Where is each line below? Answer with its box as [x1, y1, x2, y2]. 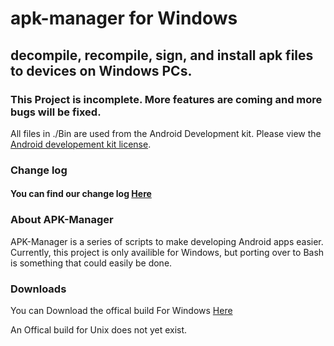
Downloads [10, 282, 67, 296]
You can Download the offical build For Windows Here [10, 304, 233, 316]
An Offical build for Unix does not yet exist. [10, 323, 188, 336]
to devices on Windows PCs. [10, 62, 193, 79]
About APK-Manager [10, 213, 114, 227]
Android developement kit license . [10, 138, 152, 150]
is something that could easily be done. [10, 257, 173, 269]
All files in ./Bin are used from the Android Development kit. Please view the [10, 127, 322, 139]
